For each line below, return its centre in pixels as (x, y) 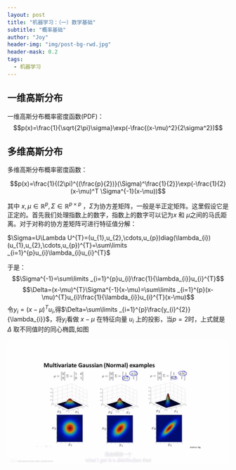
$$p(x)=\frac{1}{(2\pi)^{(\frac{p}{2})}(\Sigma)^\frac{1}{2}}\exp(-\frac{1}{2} (118, 184)
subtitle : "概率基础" (37, 30)
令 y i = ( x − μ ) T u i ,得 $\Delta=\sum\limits (63, 310)
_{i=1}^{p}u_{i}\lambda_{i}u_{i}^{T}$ (59, 253)
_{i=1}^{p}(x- (196, 290)
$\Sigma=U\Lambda (37, 238)
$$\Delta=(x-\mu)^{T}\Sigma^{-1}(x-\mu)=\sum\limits (99, 290)
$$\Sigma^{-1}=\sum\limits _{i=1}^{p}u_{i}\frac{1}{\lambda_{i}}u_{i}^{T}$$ (118, 279)
